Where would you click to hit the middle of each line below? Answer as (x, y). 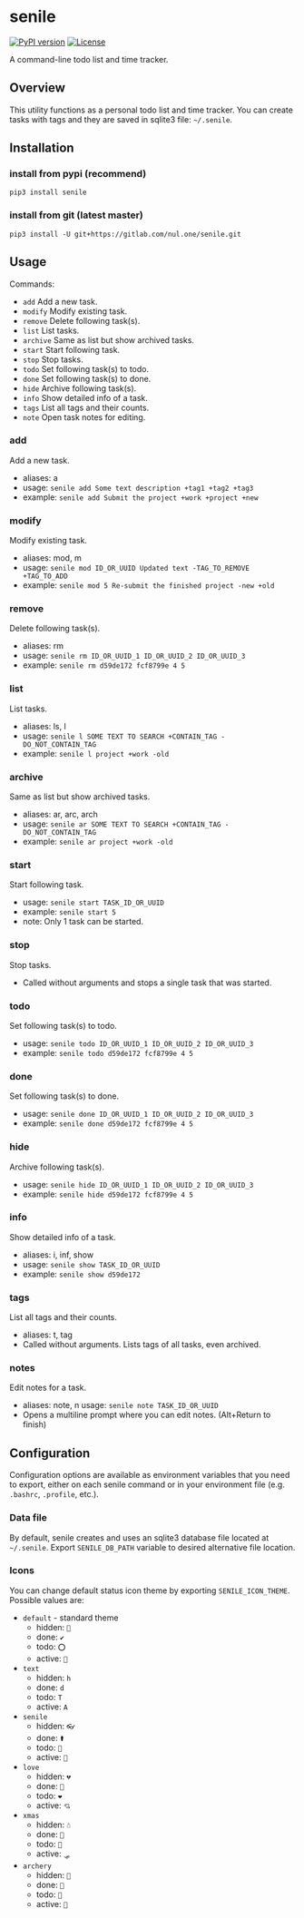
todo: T (49, 1697)
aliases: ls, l (44, 726)
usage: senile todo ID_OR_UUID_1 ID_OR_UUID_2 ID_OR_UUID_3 (138, 1043)
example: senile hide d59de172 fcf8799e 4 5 (108, 1194)
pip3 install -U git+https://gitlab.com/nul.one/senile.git (126, 234)
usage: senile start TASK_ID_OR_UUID (93, 902)
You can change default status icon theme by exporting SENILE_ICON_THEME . (150, 1590)
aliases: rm (43, 646)
